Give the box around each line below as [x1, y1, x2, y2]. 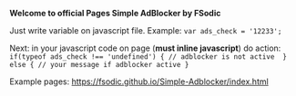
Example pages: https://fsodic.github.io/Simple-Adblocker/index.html [9, 76, 269, 87]
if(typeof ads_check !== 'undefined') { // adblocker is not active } [9, 53, 287, 62]
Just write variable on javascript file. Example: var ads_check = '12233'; [9, 25, 282, 35]
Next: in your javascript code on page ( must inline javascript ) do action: [9, 43, 281, 53]
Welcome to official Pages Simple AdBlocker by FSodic [9, 8, 221, 18]
